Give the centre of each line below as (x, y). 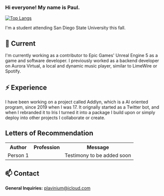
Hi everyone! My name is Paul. (42, 7)
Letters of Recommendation (49, 133)
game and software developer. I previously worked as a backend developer (82, 61)
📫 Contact (22, 173)
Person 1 (18, 155)
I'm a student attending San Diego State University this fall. (65, 28)
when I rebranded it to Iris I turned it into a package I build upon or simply (80, 112)
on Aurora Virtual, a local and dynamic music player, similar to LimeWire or (81, 66)
